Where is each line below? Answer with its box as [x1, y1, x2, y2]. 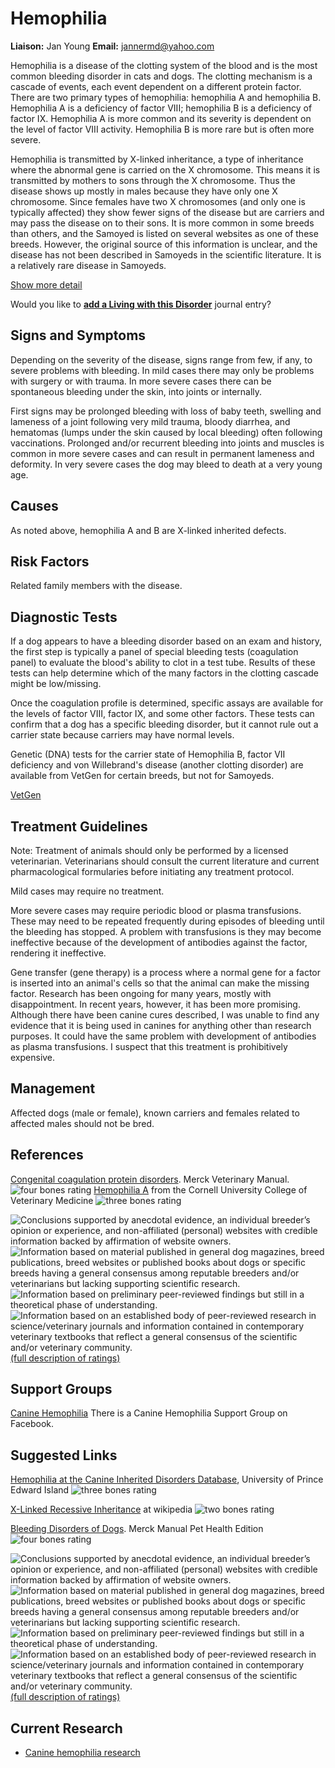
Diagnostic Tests [10, 608, 118, 626]
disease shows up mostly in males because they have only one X [10, 185, 278, 197]
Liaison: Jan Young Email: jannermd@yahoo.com [10, 40, 215, 52]
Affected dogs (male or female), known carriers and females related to [10, 1107, 300, 1119]
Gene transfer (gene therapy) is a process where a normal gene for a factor [10, 967, 321, 978]
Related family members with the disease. [10, 580, 183, 592]
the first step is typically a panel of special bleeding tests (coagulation [10, 646, 299, 658]
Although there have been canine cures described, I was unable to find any [10, 1009, 320, 1021]
